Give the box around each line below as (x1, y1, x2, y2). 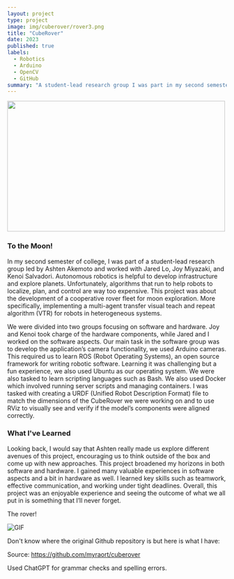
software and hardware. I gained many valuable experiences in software (7, 466, 214, 474)
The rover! (7, 509, 37, 518)
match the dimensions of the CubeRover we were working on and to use (7, 396, 214, 405)
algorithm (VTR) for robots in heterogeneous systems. (7, 309, 162, 317)
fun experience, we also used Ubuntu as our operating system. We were (7, 366, 214, 375)
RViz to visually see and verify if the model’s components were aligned (7, 403, 210, 412)
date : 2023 (7, 36, 39, 43)
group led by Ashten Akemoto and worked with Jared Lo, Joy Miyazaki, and (7, 264, 224, 272)
